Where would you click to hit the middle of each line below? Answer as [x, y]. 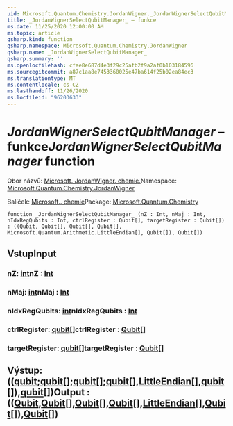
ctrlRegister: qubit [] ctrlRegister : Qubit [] [76, 329]
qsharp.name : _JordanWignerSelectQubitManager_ [77, 53]
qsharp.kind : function [40, 40]
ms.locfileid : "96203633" [44, 98]
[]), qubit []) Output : [49, 392]
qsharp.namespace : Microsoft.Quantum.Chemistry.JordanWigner [97, 46]
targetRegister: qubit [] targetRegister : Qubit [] [86, 348]
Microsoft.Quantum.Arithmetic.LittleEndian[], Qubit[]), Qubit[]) [105, 232]
